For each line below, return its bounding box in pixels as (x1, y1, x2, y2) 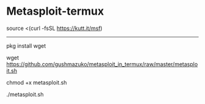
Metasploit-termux (6, 4, 104, 18)
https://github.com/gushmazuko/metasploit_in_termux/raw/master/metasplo (6, 60, 198, 68)
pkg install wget (6, 42, 46, 50)
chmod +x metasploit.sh (6, 78, 67, 86)
